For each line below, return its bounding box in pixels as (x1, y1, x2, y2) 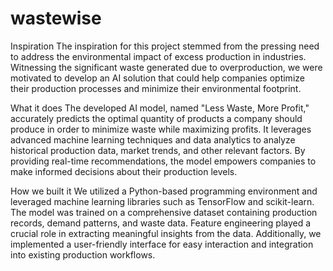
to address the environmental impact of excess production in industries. (10, 50, 307, 62)
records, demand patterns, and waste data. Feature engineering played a (10, 217, 312, 229)
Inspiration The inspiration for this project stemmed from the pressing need (10, 40, 320, 52)
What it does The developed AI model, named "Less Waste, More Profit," (10, 102, 310, 114)
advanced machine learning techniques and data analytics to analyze (10, 133, 296, 146)
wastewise (10, 7, 102, 30)
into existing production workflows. (10, 248, 156, 261)
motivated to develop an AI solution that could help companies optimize (10, 72, 305, 84)
